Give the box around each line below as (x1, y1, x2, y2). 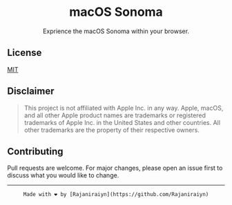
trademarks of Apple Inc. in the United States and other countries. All (23, 118, 221, 126)
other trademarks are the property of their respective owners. (23, 126, 200, 134)
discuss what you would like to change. (7, 171, 119, 179)
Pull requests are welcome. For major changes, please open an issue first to (7, 164, 223, 173)
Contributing (7, 146, 64, 157)
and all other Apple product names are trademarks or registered (23, 111, 206, 119)
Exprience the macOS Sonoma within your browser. (42, 27, 190, 35)
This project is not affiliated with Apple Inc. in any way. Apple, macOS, (23, 104, 224, 112)
